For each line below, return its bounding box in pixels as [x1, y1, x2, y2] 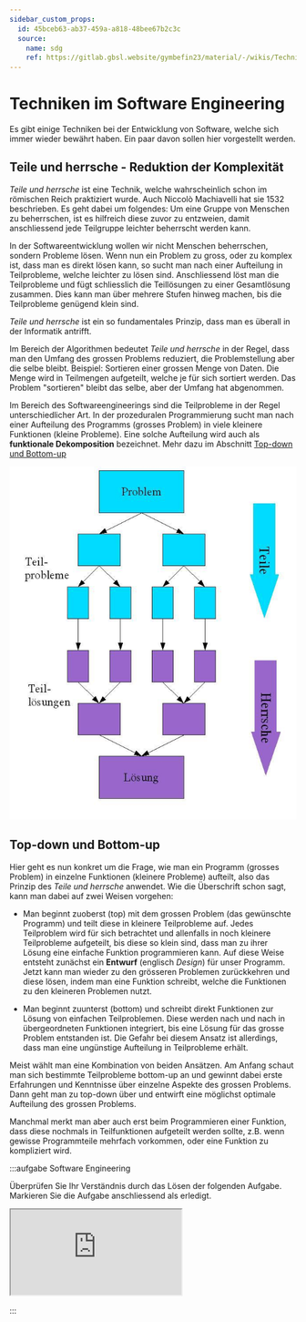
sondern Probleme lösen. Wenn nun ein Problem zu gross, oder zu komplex [9, 250, 293, 261]
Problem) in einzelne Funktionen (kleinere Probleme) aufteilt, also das [9, 871, 270, 882]
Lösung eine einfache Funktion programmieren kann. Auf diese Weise [22, 947, 285, 958]
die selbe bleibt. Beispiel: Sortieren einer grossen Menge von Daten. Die [9, 363, 280, 374]
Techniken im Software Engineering [9, 94, 285, 114]
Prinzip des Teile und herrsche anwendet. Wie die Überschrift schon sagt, [9, 880, 287, 892]
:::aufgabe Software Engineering [9, 1163, 131, 1173]
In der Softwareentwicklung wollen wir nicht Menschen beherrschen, [9, 240, 269, 251]
